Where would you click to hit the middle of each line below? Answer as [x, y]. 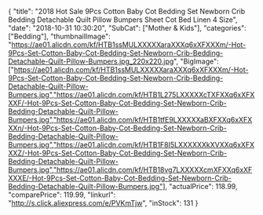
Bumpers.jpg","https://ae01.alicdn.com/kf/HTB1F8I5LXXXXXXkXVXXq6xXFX [131, 145]
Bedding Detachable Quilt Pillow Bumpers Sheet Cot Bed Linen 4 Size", [123, 20]
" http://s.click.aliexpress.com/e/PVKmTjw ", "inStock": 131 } [103, 203]
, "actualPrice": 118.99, [201, 186]
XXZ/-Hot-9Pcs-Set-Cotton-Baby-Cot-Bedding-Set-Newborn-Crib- [118, 153]
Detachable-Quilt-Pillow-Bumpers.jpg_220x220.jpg [91, 61]
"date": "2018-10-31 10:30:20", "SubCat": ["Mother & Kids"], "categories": [127, 28]
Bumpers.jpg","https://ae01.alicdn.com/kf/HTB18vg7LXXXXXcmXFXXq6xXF [130, 169]
